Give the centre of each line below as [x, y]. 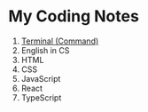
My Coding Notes [74, 16]
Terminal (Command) [60, 41]
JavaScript [41, 78]
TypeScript [41, 97]
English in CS [45, 50]
